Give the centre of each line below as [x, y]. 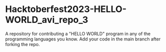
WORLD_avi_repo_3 [47, 20]
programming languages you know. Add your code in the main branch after [83, 39]
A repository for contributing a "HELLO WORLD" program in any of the [78, 33]
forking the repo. [23, 44]
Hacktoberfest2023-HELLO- [66, 9]
